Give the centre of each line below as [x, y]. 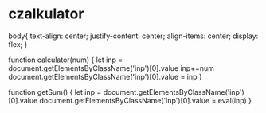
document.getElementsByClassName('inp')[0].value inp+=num [111, 68]
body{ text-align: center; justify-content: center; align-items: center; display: [133, 36]
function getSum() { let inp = [55, 92]
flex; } [18, 44]
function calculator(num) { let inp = [66, 60]
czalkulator [46, 14]
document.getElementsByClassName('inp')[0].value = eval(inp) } [146, 100]
